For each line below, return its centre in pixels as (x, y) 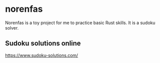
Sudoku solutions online (43, 44)
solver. (12, 28)
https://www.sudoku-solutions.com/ (42, 55)
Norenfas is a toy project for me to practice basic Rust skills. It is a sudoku (80, 23)
